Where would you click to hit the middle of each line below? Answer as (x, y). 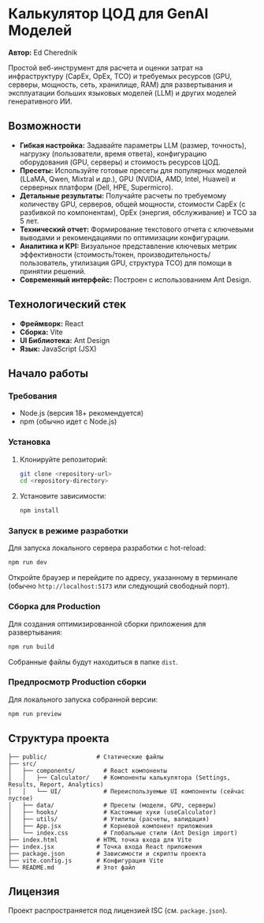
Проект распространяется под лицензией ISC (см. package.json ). (118, 910)
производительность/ (174, 254)
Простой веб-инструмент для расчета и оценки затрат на (106, 67)
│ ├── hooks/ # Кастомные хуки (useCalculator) (112, 812)
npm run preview (35, 714)
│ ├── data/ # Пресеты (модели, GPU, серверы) (112, 805)
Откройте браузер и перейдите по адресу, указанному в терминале (123, 578)
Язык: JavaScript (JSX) (58, 348)
